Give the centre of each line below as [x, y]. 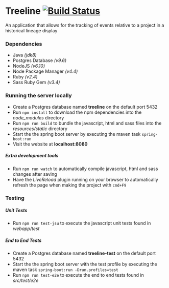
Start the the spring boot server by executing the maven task [77, 134]
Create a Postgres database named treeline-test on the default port [84, 253]
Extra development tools [32, 156]
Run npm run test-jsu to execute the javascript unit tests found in [82, 223]
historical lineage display [31, 30]
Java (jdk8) [25, 55]
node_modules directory [38, 117]
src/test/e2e [26, 281]
